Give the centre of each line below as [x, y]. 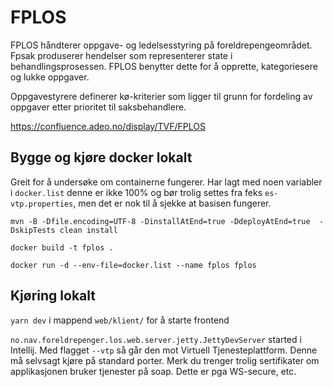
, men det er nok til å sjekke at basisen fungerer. [172, 203]
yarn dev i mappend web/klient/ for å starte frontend [120, 320]
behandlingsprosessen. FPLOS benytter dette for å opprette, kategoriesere [164, 66]
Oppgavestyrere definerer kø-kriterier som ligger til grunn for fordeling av [161, 96]
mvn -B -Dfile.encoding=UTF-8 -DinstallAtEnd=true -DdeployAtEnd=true [160, 221]
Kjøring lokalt [53, 296]
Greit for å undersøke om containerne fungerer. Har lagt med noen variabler [166, 182]
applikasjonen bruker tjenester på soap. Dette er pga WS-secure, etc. [153, 371]
